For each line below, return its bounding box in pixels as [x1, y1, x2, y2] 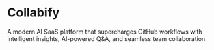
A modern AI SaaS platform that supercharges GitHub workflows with [7, 27, 203, 36]
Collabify [7, 5, 60, 21]
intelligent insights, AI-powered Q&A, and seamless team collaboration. [7, 34, 207, 42]
